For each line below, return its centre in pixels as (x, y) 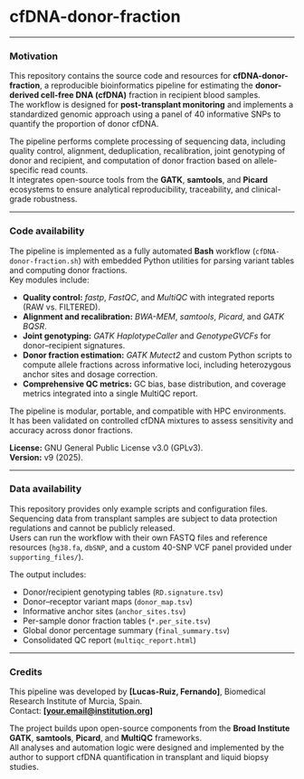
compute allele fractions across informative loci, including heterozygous (157, 365)
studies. (24, 767)
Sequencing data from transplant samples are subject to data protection (143, 518)
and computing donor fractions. (69, 270)
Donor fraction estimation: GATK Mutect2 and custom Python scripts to (157, 355)
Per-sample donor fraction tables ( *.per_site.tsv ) (116, 621)
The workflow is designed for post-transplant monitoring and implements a (152, 105)
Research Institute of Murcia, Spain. (76, 701)
